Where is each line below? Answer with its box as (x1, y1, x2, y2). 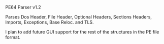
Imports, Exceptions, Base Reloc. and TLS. (5, 19, 94, 25)
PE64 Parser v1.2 (5, 4, 41, 10)
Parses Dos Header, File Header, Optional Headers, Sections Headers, (5, 14, 152, 19)
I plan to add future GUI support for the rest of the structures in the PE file (5, 29, 159, 34)
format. (5, 34, 21, 40)
